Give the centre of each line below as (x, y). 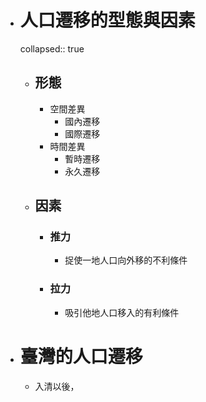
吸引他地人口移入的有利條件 (122, 312)
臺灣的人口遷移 (81, 356)
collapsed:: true (52, 48)
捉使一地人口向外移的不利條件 (126, 260)
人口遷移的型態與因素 (107, 20)
